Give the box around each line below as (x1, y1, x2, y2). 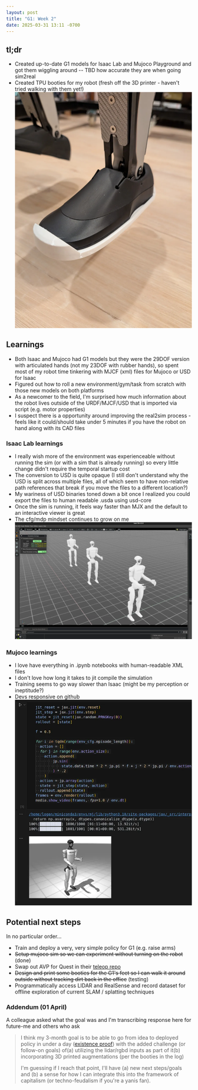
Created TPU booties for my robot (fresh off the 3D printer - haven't (14, 79, 180, 86)
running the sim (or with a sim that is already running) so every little (14, 459, 179, 466)
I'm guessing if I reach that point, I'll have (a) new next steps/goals (20, 1065, 183, 1072)
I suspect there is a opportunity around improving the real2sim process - (14, 412, 192, 419)
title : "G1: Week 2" (6, 15, 57, 22)
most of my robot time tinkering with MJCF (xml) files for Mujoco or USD (14, 367, 191, 375)
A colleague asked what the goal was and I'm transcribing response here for (6, 1017, 192, 1024)
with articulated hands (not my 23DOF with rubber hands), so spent (14, 362, 179, 369)
